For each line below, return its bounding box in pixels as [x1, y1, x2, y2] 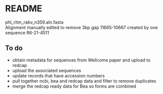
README [5, 3, 42, 14]
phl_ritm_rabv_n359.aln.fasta [5, 19, 64, 25]
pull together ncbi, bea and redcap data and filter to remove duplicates [12, 78, 157, 84]
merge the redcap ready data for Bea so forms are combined [12, 83, 136, 89]
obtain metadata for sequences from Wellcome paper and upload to [12, 57, 151, 63]
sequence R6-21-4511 [5, 30, 49, 35]
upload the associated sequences [12, 67, 81, 73]
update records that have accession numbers [12, 72, 105, 79]
